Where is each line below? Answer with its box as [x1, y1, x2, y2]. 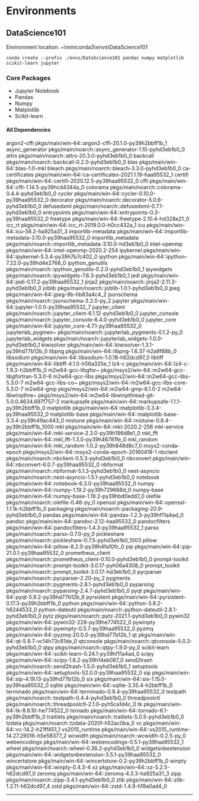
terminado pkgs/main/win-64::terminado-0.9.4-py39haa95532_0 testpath [6, 688, 187, 695]
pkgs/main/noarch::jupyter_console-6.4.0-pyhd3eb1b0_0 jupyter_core [6, 316, 176, 323]
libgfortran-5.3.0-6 [6, 373, 52, 380]
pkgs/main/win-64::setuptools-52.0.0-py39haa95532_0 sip [6, 669, 151, 676]
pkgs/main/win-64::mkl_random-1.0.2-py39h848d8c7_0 [6, 442, 142, 449]
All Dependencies [6, 126, 51, 133]
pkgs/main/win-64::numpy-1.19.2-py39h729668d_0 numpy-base [6, 486, 164, 493]
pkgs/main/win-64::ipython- [118, 253, 188, 260]
